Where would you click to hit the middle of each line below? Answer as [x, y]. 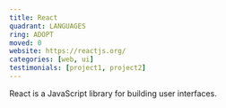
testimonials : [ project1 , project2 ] [78, 68]
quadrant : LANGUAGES [48, 26]
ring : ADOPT [31, 34]
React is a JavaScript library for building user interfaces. [113, 93]
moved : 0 [26, 43]
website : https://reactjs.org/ [68, 51]
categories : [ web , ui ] [52, 59]
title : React [34, 18]
